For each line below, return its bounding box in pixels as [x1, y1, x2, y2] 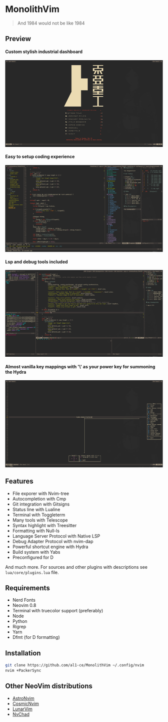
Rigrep [12, 624, 26, 630]
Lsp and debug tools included [5, 259, 68, 265]
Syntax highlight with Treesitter [12, 522, 77, 528]
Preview [5, 35, 31, 43]
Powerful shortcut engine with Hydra [12, 544, 88, 550]
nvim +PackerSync [5, 668, 41, 673]
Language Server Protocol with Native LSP [12, 533, 100, 539]
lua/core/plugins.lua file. [5, 569, 59, 575]
